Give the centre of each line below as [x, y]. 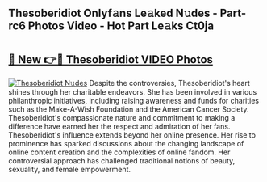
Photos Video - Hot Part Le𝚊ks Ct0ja [121, 26]
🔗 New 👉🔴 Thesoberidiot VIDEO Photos [111, 59]
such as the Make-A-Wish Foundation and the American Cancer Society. [129, 109]
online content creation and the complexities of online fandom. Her [119, 152]
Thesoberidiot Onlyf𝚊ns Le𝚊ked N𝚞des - [113, 13]
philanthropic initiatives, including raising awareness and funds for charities [134, 101]
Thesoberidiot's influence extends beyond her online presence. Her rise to [132, 135]
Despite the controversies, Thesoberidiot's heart [169, 83]
